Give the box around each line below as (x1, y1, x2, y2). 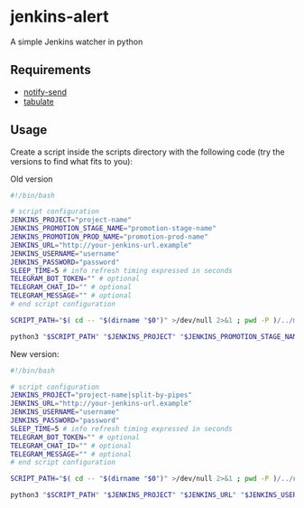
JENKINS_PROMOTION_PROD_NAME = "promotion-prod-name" (10, 232, 208, 241)
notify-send (23, 86, 67, 97)
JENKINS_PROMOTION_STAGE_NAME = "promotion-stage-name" (10, 224, 217, 233)
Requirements (10, 62, 91, 78)
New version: (10, 348, 60, 359)
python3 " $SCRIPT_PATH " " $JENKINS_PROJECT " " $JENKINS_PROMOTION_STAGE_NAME (10, 332, 301, 341)
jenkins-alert (10, 6, 109, 27)
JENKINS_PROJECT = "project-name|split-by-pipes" (10, 390, 193, 400)
